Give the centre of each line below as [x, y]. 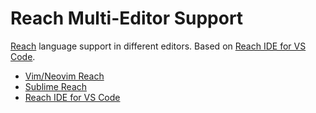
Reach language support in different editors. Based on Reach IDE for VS [158, 46]
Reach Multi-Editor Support [127, 18]
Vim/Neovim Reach [64, 76]
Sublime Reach [56, 86]
